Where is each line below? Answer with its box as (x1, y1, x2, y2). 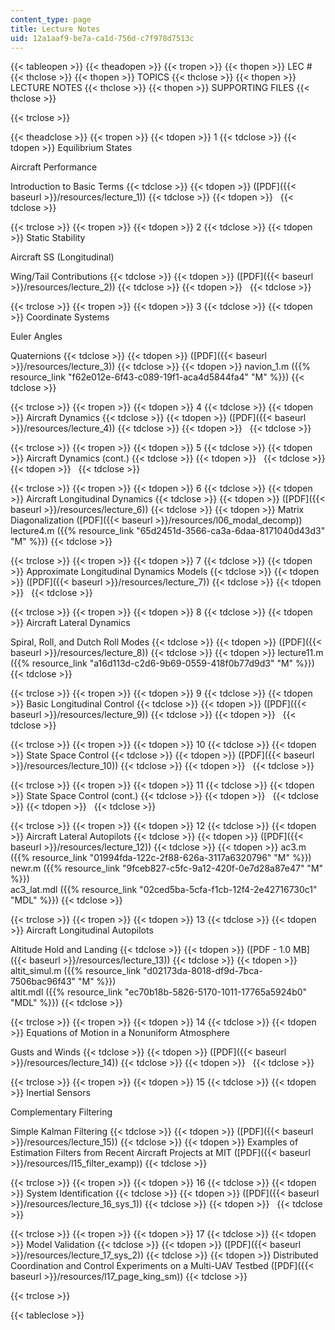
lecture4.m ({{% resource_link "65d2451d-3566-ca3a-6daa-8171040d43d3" (10, 525, 326, 537)
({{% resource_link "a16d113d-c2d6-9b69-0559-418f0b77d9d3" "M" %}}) (10, 657, 315, 670)
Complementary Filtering (10, 1106, 113, 1118)
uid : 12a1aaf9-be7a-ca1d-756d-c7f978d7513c (10, 33, 195, 43)
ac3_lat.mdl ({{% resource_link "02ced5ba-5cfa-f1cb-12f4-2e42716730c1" (10, 884, 318, 896)
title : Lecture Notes (10, 24, 101, 34)
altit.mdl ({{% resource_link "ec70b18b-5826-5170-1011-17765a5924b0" (10, 986, 308, 998)
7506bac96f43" (10, 976, 77, 988)
